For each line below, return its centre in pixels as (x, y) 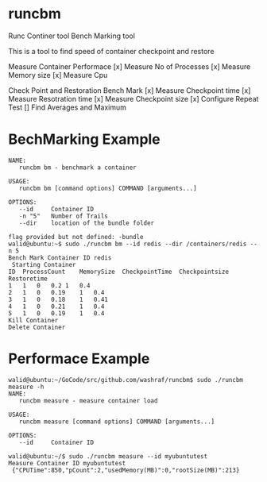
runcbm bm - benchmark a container (77, 168)
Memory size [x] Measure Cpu (58, 75)
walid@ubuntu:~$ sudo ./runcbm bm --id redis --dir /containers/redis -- (133, 244)
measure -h (26, 387)
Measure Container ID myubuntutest (67, 463)
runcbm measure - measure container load (88, 401)
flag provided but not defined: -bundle (76, 237)
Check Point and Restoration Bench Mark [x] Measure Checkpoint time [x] (130, 90)
